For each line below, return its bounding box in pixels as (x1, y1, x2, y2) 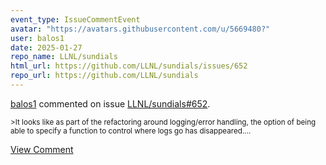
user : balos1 (10, 33, 65, 43)
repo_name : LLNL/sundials (10, 52, 118, 62)
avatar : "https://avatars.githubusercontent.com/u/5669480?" (10, 24, 271, 34)
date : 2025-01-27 (10, 42, 83, 53)
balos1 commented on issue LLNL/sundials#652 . (10, 97, 211, 110)
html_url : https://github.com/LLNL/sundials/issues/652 (10, 61, 248, 71)
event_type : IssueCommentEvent (10, 14, 141, 25)
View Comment (10, 143, 74, 155)
